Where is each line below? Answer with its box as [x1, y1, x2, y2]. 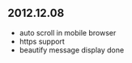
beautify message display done [19, 44, 125, 55]
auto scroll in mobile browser [19, 27, 117, 37]
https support [19, 36, 66, 46]
